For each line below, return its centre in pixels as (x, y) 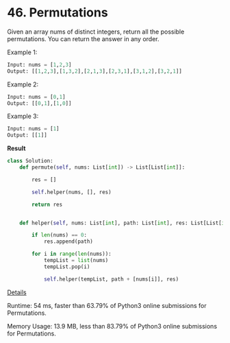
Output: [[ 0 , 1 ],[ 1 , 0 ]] (39, 103)
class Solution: (30, 161)
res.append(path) (68, 241)
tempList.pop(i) (67, 267)
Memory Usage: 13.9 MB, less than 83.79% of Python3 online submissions (112, 326)
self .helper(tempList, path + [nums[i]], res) (111, 279)
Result (16, 148)
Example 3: (23, 116)
